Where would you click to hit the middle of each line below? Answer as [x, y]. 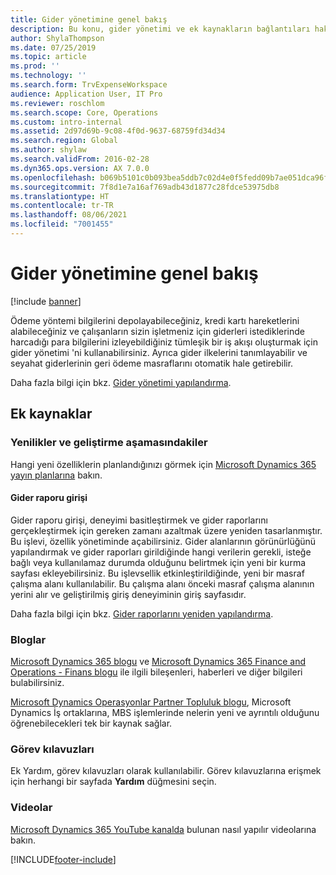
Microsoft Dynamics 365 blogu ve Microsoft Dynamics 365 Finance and [158, 661]
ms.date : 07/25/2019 [53, 47]
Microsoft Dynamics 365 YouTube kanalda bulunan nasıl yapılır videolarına [163, 829]
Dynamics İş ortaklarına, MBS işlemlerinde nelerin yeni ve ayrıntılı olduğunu [165, 712]
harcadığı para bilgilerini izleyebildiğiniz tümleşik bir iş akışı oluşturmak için [164, 342]
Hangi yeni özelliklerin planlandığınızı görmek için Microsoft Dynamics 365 [163, 464]
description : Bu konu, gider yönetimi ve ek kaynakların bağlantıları [160, 29]
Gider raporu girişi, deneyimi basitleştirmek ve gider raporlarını [139, 520]
